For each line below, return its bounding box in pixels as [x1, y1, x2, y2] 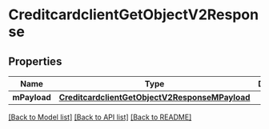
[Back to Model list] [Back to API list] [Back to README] [8, 112, 192, 122]
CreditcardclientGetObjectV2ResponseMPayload [58, 92, 251, 103]
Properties [8, 54, 62, 68]
